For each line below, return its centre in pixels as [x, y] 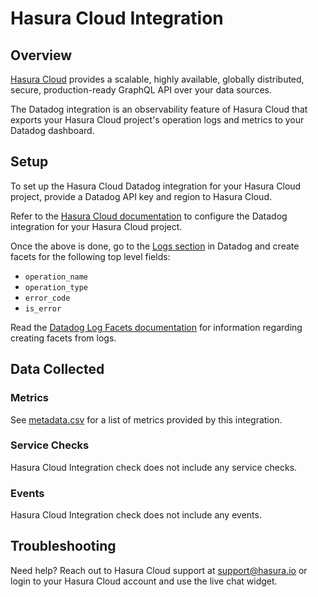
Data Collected [57, 369]
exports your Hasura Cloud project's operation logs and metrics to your [157, 120]
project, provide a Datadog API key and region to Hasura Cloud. [141, 196]
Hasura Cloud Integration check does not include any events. [136, 515]
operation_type [56, 287]
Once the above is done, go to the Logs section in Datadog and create [155, 246]
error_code [47, 298]
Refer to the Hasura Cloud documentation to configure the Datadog [149, 216]
